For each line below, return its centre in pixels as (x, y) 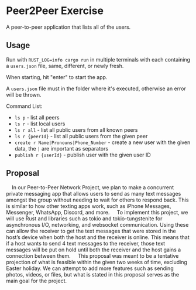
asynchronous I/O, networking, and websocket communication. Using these (97, 224)
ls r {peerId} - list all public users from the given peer (81, 136)
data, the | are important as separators (61, 148)
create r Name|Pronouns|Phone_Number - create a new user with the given (102, 142)
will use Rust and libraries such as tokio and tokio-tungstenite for (84, 219)
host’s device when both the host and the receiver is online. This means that (98, 237)
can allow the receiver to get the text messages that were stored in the (91, 231)
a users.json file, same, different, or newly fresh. (65, 66)
